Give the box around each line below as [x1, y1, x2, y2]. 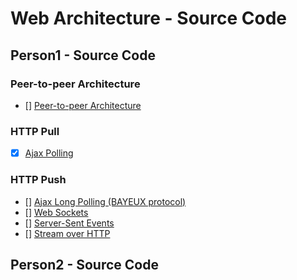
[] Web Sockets [24, 206, 89, 218]
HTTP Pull [10, 124, 60, 138]
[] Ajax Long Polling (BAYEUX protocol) [24, 195, 187, 207]
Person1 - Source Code [10, 47, 156, 64]
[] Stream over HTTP [24, 227, 111, 239]
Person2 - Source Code [10, 256, 159, 273]
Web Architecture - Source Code [10, 7, 287, 30]
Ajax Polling [24, 147, 74, 159]
